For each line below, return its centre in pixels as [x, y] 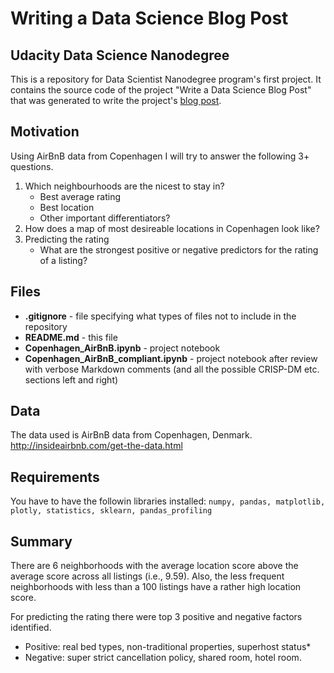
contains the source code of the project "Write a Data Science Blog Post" [161, 90]
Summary [41, 541]
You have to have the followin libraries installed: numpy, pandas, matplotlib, [168, 501]
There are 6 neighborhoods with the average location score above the [154, 566]
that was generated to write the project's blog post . [116, 100]
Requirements [55, 477]
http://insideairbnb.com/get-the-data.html [96, 446]
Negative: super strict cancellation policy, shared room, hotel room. [163, 658]
